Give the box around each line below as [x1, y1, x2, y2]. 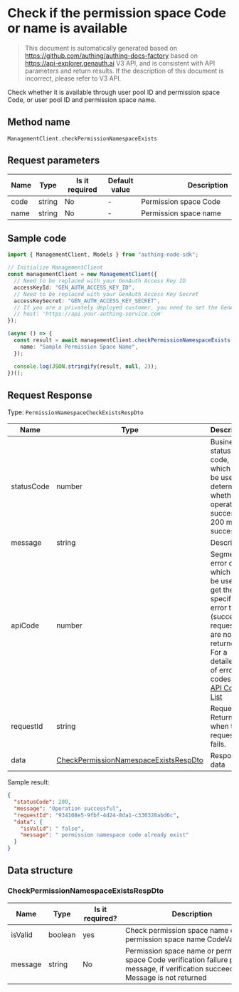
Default [107, 175, 134, 185]
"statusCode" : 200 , [14, 799, 72, 806]
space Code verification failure [125, 954, 228, 964]
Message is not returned [125, 972, 208, 982]
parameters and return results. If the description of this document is [24, 66, 224, 75]
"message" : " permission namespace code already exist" [20, 832, 190, 839]
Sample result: [7, 778, 50, 787]
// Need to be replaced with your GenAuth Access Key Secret [14, 290, 199, 297]
